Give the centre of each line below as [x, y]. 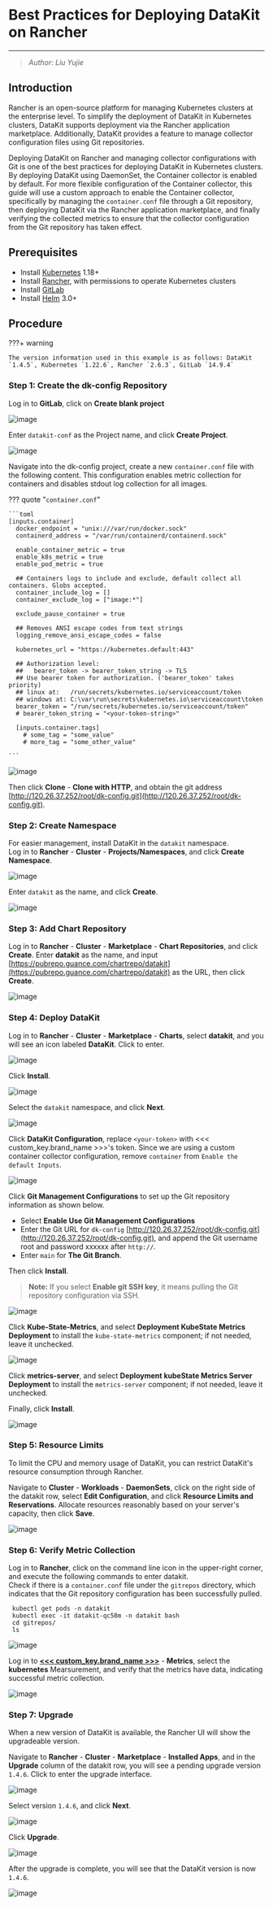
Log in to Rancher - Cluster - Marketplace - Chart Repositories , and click [133, 946]
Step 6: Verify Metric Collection [72, 1550]
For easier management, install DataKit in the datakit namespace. [119, 842]
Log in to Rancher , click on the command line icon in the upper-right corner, [136, 1568]
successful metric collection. [57, 1678]
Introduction [41, 88]
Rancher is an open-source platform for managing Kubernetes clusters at [131, 107]
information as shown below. [56, 1204]
